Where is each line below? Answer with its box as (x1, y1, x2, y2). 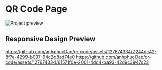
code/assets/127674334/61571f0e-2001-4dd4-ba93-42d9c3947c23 (5, 59, 149, 65)
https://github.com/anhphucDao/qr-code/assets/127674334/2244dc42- (5, 48, 157, 54)
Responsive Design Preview (5, 35, 96, 43)
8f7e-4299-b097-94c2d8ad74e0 (5, 54, 75, 60)
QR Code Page (5, 3, 68, 15)
